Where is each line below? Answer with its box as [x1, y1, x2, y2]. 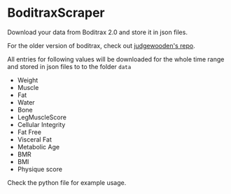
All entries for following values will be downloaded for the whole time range [7, 54, 225, 64]
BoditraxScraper [7, 5, 105, 21]
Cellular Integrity [17, 120, 66, 128]
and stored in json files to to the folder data [7, 62, 132, 70]
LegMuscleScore [17, 113, 66, 121]
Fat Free [17, 128, 42, 136]
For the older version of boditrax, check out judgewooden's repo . [7, 41, 195, 50]
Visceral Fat [17, 135, 52, 144]
